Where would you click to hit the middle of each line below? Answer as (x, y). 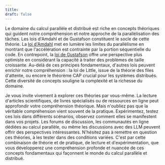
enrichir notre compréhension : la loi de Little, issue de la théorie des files (80, 70)
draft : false (18, 14)
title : (12, 10)
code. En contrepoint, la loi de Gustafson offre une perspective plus (74, 54)
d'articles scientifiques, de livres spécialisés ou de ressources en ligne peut (82, 100)
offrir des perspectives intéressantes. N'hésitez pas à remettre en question (81, 132)
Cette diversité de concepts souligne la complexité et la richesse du (74, 81)
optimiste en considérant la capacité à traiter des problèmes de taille (75, 60)
